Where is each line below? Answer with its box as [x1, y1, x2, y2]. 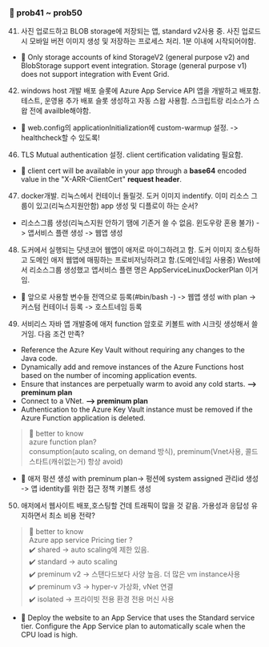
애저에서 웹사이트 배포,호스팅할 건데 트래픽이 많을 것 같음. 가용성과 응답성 [20, 500, 250, 511]
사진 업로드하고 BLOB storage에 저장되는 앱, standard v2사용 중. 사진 [20, 26, 240, 36]
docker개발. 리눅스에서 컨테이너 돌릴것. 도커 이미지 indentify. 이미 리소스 [20, 191, 250, 201]
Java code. [20, 354, 58, 364]
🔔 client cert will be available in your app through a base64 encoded [20, 166, 247, 175]
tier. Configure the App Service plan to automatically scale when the [20, 621, 246, 631]
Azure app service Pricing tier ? [28, 536, 133, 545]
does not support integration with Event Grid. [20, 70, 170, 79]
